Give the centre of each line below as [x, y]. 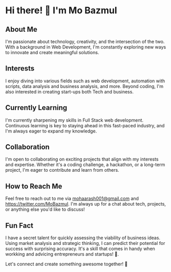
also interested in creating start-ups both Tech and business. [70, 92]
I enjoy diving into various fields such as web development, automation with [85, 81]
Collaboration [27, 147]
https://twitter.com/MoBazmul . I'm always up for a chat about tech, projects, [86, 204]
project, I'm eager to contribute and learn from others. [62, 170]
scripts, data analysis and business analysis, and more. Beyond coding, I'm [84, 86]
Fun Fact [19, 225]
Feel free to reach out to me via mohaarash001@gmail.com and [72, 198]
